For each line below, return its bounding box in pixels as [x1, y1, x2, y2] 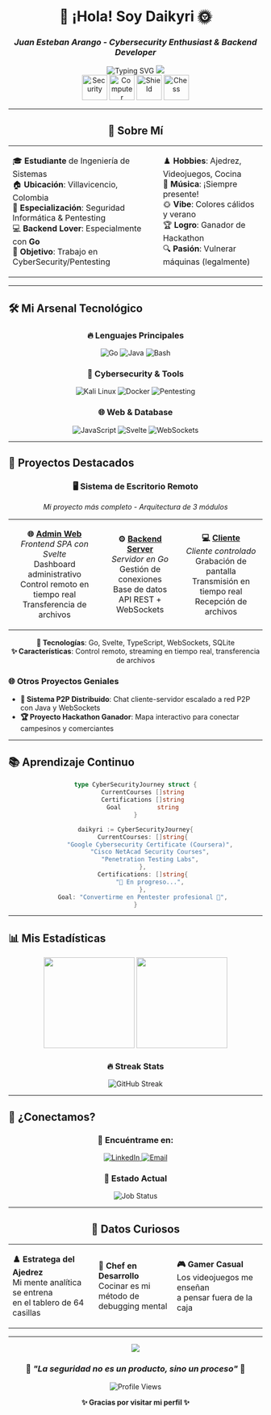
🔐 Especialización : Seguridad [12, 202, 125, 213]
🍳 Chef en [98, 1260, 137, 1271]
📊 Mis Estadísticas [8, 931, 106, 945]
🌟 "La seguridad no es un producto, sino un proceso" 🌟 [25, 1363, 246, 1375]
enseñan [177, 1282, 210, 1293]
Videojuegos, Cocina [162, 169, 242, 180]
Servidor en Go [111, 553, 169, 565]
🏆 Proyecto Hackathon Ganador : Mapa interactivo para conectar [19, 712, 240, 721]
